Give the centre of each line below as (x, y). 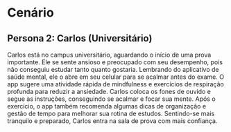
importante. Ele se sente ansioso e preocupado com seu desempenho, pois (115, 62)
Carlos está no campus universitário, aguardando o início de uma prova (109, 55)
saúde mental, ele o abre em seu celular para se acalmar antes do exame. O (115, 77)
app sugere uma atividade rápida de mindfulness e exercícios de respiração (115, 84)
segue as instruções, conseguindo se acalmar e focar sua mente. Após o (112, 99)
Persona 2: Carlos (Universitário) (80, 38)
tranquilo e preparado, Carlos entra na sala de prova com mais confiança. (112, 121)
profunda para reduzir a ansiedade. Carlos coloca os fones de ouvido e (109, 92)
